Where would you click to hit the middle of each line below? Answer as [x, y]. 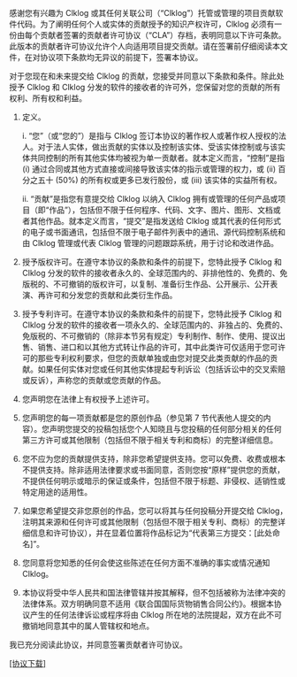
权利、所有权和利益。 [48, 98]
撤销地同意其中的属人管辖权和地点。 [88, 626]
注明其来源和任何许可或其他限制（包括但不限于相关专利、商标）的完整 [150, 522]
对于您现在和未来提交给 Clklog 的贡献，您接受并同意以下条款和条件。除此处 [147, 76]
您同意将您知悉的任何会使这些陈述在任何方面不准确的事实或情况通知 [146, 563]
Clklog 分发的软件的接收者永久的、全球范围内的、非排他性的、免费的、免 [155, 273]
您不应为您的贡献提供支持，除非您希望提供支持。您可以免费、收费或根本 [153, 459]
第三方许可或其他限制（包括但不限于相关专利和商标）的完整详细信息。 [150, 440]
